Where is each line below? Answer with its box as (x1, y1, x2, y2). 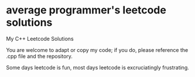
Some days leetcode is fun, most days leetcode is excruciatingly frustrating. (6, 64, 189, 71)
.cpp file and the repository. (6, 52, 73, 60)
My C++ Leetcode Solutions (6, 35, 74, 42)
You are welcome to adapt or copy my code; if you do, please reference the (6, 46, 189, 53)
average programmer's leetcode (6, 3, 167, 17)
